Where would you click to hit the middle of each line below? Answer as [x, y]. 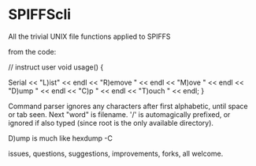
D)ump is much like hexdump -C [60, 138]
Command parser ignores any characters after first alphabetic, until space [128, 106]
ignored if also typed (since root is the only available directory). [111, 123]
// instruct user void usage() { [56, 67]
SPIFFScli [40, 15]
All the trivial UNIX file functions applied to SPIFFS [89, 36]
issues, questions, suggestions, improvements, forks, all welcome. [116, 153]
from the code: [32, 51]
